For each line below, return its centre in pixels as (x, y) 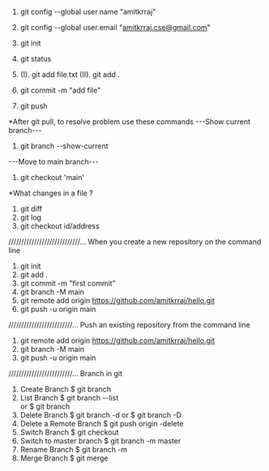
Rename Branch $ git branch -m (74, 450)
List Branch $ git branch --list (69, 398)
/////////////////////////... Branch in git (66, 373)
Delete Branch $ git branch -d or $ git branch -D (101, 415)
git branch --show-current (64, 146)
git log (31, 217)
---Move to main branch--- (53, 162)
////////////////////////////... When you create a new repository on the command (135, 242)
